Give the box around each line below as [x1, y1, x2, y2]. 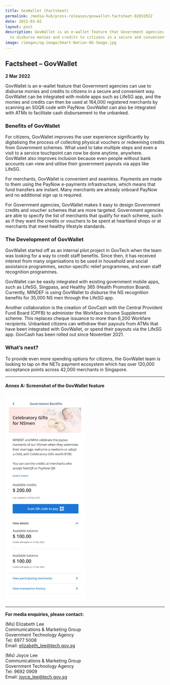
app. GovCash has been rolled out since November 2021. [5, 331, 124, 337]
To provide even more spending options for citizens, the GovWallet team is [5, 356, 161, 362]
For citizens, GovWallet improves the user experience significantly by [5, 134, 149, 140]
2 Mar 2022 [5, 73, 30, 79]
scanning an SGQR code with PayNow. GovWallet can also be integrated [5, 104, 156, 110]
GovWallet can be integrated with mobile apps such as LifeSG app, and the [5, 94, 161, 100]
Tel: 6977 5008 [5, 637, 37, 643]
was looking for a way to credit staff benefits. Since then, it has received [5, 253, 156, 259]
